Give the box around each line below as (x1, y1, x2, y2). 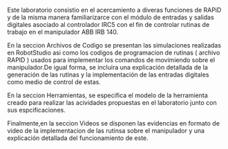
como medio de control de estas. (7, 78, 102, 86)
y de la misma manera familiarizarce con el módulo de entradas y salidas (7, 13, 214, 21)
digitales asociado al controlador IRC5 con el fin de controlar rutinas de (7, 21, 210, 28)
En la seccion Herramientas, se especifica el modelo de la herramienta (7, 91, 209, 99)
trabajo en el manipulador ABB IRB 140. (7, 28, 119, 36)
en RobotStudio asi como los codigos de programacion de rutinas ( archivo (7, 48, 220, 57)
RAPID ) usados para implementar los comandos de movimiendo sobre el (7, 56, 216, 64)
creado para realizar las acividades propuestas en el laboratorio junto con (7, 99, 217, 106)
